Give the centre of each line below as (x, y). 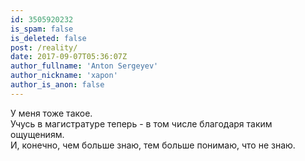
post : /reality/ (44, 47)
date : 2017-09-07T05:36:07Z (69, 57)
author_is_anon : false (57, 85)
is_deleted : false (48, 38)
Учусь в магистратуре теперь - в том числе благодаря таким (141, 123)
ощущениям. (37, 134)
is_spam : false (42, 29)
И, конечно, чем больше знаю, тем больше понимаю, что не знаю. (153, 145)
